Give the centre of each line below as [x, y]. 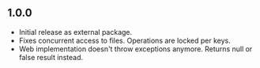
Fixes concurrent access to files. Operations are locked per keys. [124, 40]
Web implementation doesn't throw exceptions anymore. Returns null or [136, 49]
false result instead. [51, 57]
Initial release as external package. [75, 32]
